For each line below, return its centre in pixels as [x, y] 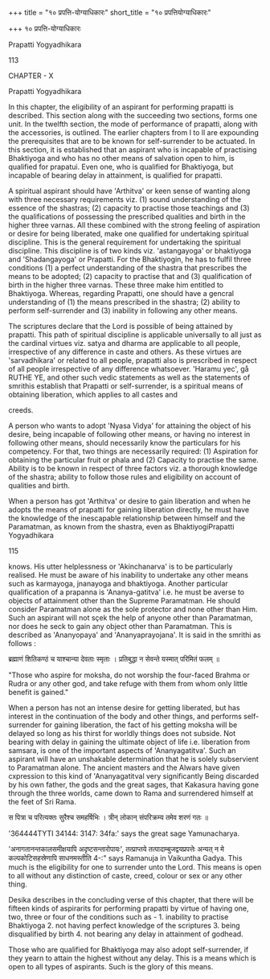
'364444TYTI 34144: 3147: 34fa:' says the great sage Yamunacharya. [124, 833]
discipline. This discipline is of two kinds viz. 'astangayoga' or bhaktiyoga [130, 251]
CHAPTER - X [31, 76]
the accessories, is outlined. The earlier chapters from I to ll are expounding [134, 132]
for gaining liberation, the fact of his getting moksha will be [140, 725]
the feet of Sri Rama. [42, 802]
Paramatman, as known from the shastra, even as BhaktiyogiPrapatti [121, 527]
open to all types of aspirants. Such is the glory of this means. [111, 967]
